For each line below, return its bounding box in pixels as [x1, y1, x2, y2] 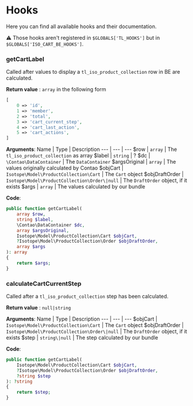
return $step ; [16, 390, 51, 395]
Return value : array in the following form [6, 86, 106, 93]
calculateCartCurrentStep [6, 279, 82, 287]
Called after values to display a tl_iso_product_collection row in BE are [6, 68, 180, 75]
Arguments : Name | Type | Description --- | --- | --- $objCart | [6, 315, 158, 322]
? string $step [16, 373, 51, 379]
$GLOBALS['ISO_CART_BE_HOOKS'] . [6, 40, 84, 47]
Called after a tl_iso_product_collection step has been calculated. [6, 293, 168, 300]
